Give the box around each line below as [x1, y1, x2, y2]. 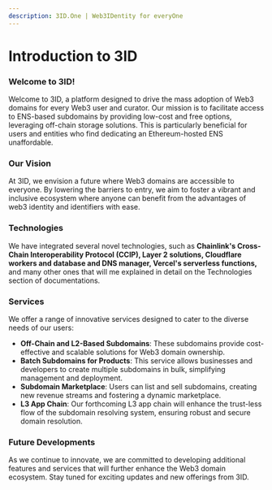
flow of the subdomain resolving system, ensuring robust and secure [19, 408, 251, 417]
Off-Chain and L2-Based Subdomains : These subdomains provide [19, 339, 245, 348]
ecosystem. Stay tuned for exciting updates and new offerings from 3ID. [8, 472, 249, 482]
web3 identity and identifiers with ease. [8, 202, 140, 212]
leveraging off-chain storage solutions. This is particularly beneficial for [8, 120, 248, 130]
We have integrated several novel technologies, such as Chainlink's [8, 241, 236, 250]
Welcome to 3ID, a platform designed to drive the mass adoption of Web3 [8, 94, 254, 104]
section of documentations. [8, 275, 101, 285]
